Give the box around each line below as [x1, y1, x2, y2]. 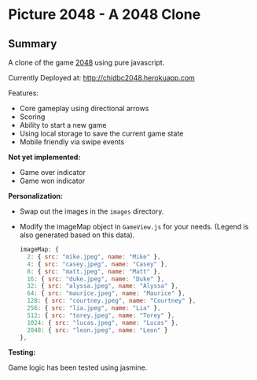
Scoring [19, 112, 46, 121]
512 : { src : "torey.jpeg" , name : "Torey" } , [27, 311, 175, 319]
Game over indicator [19, 168, 86, 177]
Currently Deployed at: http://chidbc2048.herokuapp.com [8, 73, 195, 82]
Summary [8, 37, 57, 50]
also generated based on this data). [19, 230, 135, 240]
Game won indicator [19, 176, 86, 185]
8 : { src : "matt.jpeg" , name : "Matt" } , [27, 267, 161, 275]
